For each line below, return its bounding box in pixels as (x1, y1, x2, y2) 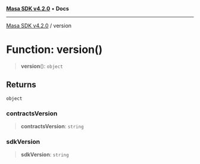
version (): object (20, 62, 64, 70)
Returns (6, 80, 37, 90)
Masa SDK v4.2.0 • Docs (6, 5, 70, 12)
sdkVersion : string (20, 151, 70, 158)
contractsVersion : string (20, 123, 85, 130)
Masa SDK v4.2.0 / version (6, 22, 72, 29)
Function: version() (6, 43, 103, 56)
